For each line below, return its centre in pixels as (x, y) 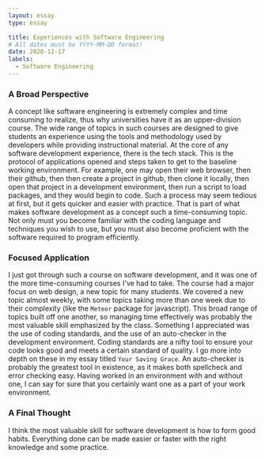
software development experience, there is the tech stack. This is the (121, 153)
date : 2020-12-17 (37, 52)
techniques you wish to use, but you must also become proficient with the (129, 229)
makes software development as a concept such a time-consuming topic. (128, 212)
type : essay (28, 23)
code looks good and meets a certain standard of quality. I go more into (125, 351)
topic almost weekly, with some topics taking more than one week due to (127, 300)
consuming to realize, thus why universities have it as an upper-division (125, 120)
